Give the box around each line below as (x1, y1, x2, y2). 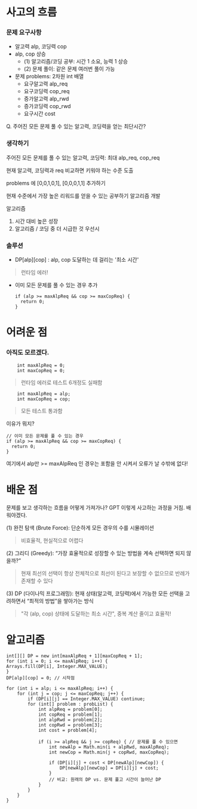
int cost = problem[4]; (38, 727, 97, 734)
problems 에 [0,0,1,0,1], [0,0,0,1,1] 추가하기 (6, 179, 106, 186)
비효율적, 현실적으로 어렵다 (20, 537, 84, 544)
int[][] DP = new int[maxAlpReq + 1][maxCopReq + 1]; (6, 653, 143, 659)
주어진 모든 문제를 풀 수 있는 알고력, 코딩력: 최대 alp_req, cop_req (6, 154, 160, 161)
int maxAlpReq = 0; (17, 362, 66, 368)
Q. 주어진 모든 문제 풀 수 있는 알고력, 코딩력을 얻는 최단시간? (6, 123, 146, 130)
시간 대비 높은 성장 (14, 217, 59, 225)
